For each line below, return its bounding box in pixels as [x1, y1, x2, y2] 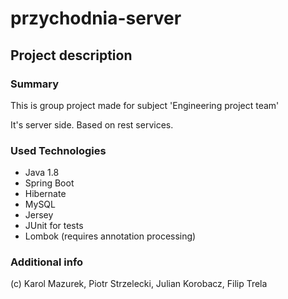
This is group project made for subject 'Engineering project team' [10, 99, 280, 111]
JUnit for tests [24, 220, 84, 232]
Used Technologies [10, 143, 107, 157]
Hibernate [24, 188, 67, 200]
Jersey [24, 209, 54, 221]
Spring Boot [24, 177, 75, 189]
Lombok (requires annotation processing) [24, 230, 197, 242]
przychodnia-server [10, 7, 182, 30]
